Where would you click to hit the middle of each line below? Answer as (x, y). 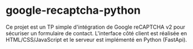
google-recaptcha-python (73, 10)
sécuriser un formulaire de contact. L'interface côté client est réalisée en (96, 33)
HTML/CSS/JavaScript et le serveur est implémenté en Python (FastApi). (96, 39)
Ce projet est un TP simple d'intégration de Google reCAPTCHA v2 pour (96, 27)
